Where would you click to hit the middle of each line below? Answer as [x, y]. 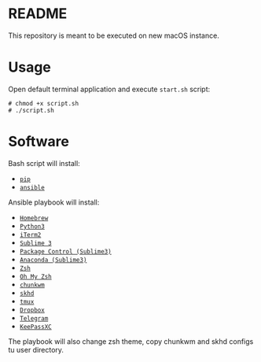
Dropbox [32, 310]
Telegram [34, 318]
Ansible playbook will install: [54, 202]
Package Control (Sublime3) [65, 251]
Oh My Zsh [36, 276]
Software [39, 142]
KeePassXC [36, 327]
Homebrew [34, 218]
